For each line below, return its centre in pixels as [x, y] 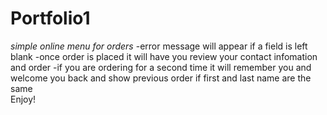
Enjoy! [23, 99]
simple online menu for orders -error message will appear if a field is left [159, 46]
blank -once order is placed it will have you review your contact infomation [164, 56]
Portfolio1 [50, 18]
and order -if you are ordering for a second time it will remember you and [161, 67]
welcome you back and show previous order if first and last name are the [161, 78]
